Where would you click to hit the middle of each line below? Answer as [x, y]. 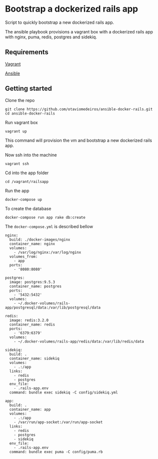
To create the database [28, 208]
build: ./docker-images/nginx [40, 239]
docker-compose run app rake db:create [45, 217]
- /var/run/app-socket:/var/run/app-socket [58, 422]
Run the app [17, 191]
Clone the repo [20, 100]
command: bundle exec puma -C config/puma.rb [56, 452]
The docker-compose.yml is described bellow [49, 226]
